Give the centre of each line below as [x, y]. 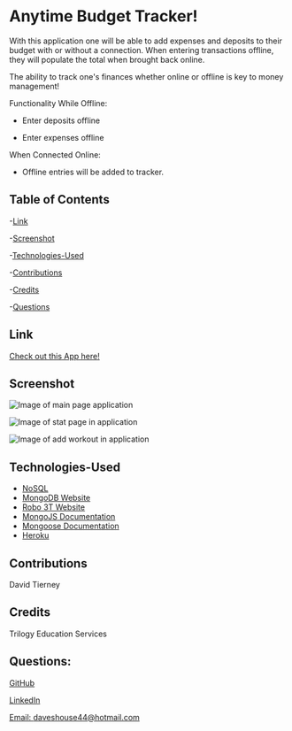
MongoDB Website [56, 498]
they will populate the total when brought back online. [107, 59]
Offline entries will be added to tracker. [93, 172]
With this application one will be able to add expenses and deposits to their [146, 41]
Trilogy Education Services [58, 634]
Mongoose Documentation [70, 526]
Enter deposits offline [61, 120]
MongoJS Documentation [69, 517]
